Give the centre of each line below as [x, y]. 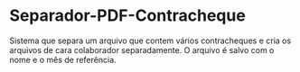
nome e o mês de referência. [63, 59]
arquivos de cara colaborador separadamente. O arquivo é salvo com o [142, 49]
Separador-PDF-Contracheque [127, 16]
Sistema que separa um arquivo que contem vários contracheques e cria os [150, 40]
